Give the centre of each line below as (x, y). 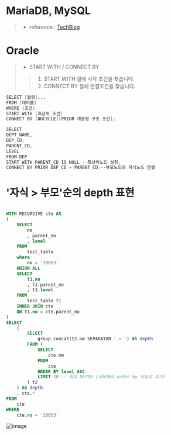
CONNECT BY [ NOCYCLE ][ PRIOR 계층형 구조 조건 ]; (61, 119)
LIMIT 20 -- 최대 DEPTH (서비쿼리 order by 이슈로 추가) (101, 377)
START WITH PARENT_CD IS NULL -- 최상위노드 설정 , (64, 162)
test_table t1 (44, 301)
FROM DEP (17, 157)
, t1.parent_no (46, 285)
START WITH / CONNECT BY (64, 67)
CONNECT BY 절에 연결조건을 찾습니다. (90, 86)
